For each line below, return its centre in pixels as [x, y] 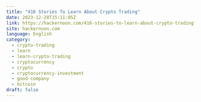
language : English [29, 34]
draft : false [22, 90]
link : [13, 23]
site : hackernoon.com [33, 28]
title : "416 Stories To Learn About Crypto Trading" [73, 12]
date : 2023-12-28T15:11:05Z [41, 17]
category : [19, 40]
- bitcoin [24, 85]
